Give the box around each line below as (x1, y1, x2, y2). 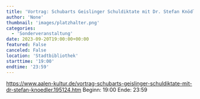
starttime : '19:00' (6, 58, 55, 64)
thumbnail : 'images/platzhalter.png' (6, 20, 100, 25)
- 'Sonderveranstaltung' (11, 31, 73, 37)
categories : (6, 25, 36, 31)
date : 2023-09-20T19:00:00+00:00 (6, 36, 89, 42)
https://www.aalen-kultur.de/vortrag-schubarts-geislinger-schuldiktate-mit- (6, 80, 192, 87)
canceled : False (6, 47, 46, 53)
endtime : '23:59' (6, 63, 49, 70)
